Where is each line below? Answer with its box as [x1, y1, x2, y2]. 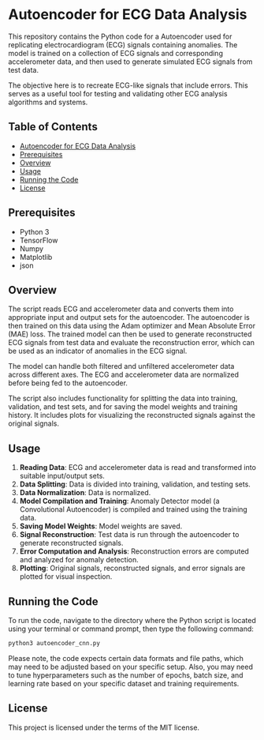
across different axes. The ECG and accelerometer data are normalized [8, 370, 239, 380]
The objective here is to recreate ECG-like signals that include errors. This [8, 81, 248, 90]
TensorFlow [19, 235, 58, 245]
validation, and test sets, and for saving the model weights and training [8, 402, 238, 411]
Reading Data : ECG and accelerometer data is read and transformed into [19, 463, 256, 472]
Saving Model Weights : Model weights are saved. [19, 521, 183, 531]
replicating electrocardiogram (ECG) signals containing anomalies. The [8, 39, 238, 49]
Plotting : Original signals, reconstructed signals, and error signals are [19, 563, 246, 573]
